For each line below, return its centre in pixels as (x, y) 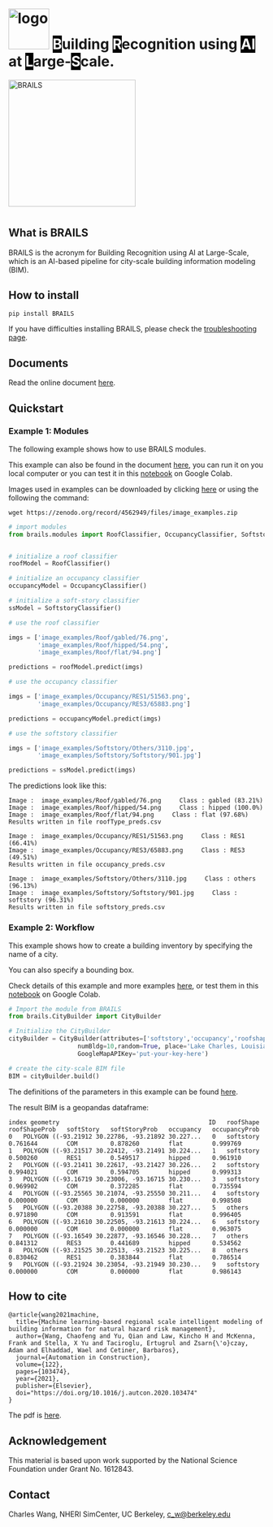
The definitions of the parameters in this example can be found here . (123, 1092)
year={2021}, (38, 1379)
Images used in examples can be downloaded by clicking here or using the (134, 489)
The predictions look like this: (58, 786)
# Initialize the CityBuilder (60, 1032)
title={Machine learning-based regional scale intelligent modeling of (140, 1322)
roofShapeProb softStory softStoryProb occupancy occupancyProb (134, 1129)
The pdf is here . (35, 1415)
